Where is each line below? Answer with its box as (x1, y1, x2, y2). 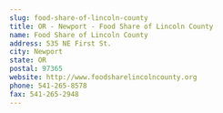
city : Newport (9, 47, 64, 56)
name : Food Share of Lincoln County (9, 30, 148, 39)
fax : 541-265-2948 (9, 89, 79, 98)
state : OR (9, 56, 47, 65)
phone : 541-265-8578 (9, 81, 88, 90)
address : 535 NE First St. (9, 38, 112, 48)
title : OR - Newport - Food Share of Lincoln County (9, 22, 214, 31)
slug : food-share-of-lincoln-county (9, 13, 148, 23)
